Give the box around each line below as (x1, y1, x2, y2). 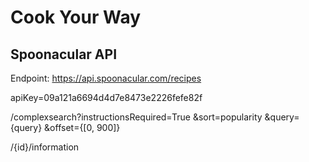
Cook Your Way (10, 6, 142, 29)
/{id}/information (10, 141, 80, 153)
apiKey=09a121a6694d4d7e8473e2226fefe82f (10, 92, 203, 103)
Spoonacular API (10, 46, 118, 63)
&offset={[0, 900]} (44, 122, 121, 133)
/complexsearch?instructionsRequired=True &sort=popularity (10, 111, 263, 123)
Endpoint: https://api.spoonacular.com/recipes (10, 72, 202, 84)
